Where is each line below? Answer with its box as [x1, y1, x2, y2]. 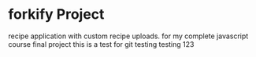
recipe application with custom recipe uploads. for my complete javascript [8, 31, 249, 41]
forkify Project [8, 5, 105, 23]
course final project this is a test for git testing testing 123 [8, 39, 195, 48]
